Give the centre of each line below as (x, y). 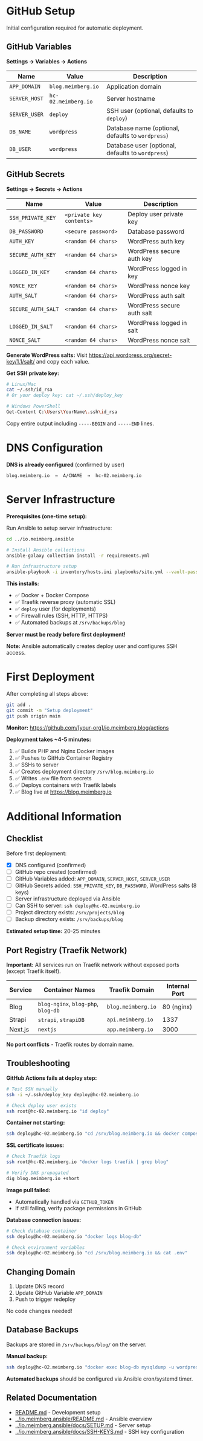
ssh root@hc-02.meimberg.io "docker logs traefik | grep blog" (88, 1162)
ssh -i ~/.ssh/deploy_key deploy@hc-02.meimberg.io (72, 1094)
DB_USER (20, 149)
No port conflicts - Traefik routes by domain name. (70, 1045)
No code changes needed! (39, 1311)
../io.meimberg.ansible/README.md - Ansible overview (83, 1419)
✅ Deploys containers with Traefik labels (66, 785)
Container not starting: (36, 1123)
